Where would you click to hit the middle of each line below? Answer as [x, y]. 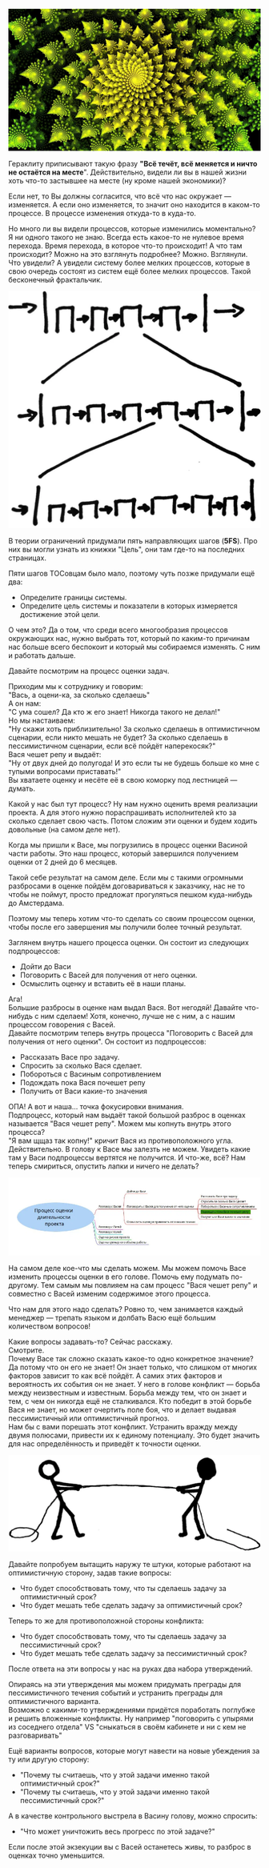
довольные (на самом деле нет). [64, 829]
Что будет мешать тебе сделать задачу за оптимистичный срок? [131, 1605]
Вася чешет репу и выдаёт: [55, 754]
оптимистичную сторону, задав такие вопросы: [90, 1573]
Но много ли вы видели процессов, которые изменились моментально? [132, 228]
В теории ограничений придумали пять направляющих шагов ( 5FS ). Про [133, 540]
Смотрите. [26, 1350]
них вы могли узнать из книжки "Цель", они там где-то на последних [127, 549]
